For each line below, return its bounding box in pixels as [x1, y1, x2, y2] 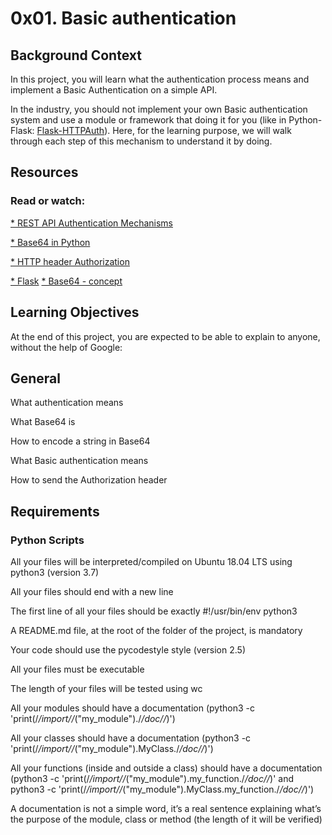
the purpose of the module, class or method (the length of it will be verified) [10, 813, 323, 825]
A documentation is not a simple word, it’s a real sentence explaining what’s [10, 803, 322, 814]
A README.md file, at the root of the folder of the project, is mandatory [10, 625, 303, 636]
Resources [10, 164, 79, 181]
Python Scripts [10, 533, 85, 547]
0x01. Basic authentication [10, 7, 237, 30]
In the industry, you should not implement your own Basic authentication [10, 103, 308, 115]
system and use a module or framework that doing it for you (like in [10, 114, 287, 126]
